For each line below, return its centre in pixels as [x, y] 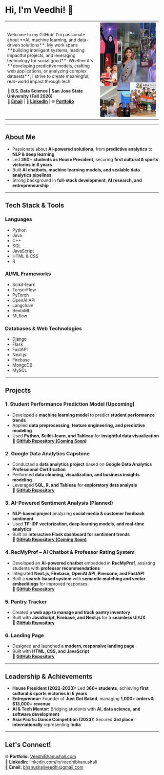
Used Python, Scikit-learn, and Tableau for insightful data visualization [85, 436]
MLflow [20, 316]
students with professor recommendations [56, 568]
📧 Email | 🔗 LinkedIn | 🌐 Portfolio [41, 101]
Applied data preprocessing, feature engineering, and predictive [79, 425]
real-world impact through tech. [39, 81]
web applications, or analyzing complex [47, 71]
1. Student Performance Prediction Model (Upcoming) [70, 404]
